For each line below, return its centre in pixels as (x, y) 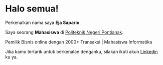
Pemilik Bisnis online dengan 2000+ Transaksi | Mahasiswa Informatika (79, 42)
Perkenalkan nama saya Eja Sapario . (43, 22)
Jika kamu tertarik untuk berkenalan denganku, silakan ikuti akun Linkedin (81, 51)
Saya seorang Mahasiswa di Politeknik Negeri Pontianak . (64, 32)
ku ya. (12, 57)
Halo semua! (32, 9)
